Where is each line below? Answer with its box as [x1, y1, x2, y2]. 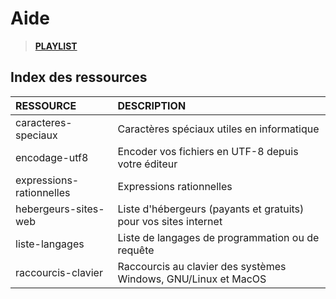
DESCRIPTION [117, 98, 187, 112]
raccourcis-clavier [15, 265, 103, 279]
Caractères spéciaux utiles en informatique [117, 122, 320, 136]
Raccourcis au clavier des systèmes [117, 259, 287, 273]
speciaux [15, 128, 58, 142]
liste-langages [15, 237, 85, 251]
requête [117, 243, 155, 257]
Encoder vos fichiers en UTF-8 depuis [117, 144, 299, 158]
